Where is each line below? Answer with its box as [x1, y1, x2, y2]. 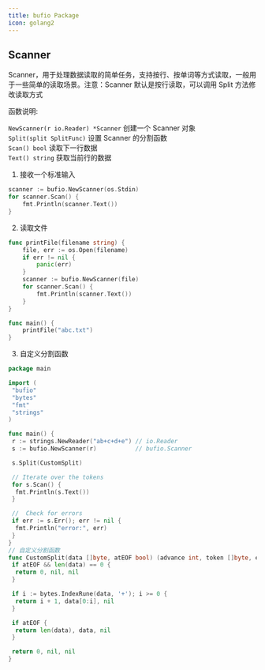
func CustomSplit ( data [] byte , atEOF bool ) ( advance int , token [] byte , [8, 554, 252, 562]
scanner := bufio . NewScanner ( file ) [22, 276, 140, 284]
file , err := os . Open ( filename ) [22, 246, 129, 254]
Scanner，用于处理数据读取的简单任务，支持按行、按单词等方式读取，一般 [8, 70, 250, 80]
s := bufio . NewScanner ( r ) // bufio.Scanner [11, 445, 192, 453]
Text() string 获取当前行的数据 [8, 153, 112, 163]
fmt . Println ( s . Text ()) [15, 487, 90, 496]
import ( [8, 379, 37, 387]
